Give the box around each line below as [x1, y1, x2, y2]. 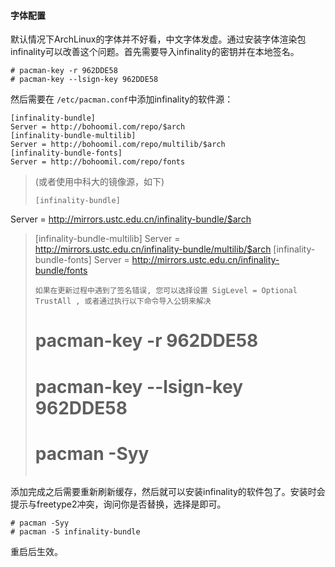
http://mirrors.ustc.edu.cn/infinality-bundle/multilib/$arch [34, 243, 272, 255]
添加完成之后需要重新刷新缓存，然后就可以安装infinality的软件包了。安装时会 [10, 485, 326, 497]
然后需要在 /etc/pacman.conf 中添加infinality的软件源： [10, 93, 234, 105]
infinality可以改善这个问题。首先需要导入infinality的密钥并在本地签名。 [10, 46, 300, 58]
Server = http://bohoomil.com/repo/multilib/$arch [10, 140, 226, 150]
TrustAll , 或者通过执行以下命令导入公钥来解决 [34, 296, 212, 307]
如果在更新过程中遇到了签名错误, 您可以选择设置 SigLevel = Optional [34, 286, 298, 296]
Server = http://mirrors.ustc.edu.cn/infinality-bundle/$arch [10, 213, 252, 225]
